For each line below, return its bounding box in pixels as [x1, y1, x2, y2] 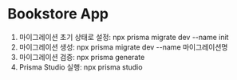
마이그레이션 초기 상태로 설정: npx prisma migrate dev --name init [18, 32, 229, 42]
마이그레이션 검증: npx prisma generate [18, 52, 145, 62]
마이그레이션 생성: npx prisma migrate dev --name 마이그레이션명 [18, 42, 228, 52]
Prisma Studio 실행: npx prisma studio [18, 62, 143, 72]
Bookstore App [7, 5, 109, 23]
